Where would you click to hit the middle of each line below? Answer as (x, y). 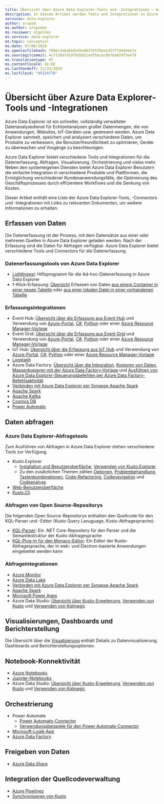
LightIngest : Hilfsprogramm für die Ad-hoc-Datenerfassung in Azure (81, 274)
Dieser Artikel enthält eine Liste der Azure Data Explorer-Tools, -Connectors (81, 197)
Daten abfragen (29, 422)
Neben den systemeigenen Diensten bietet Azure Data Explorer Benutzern (80, 167)
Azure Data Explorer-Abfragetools (46, 436)
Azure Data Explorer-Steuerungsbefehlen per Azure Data (69, 375)
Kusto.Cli (21, 492)
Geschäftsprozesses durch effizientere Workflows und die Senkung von (77, 183)
